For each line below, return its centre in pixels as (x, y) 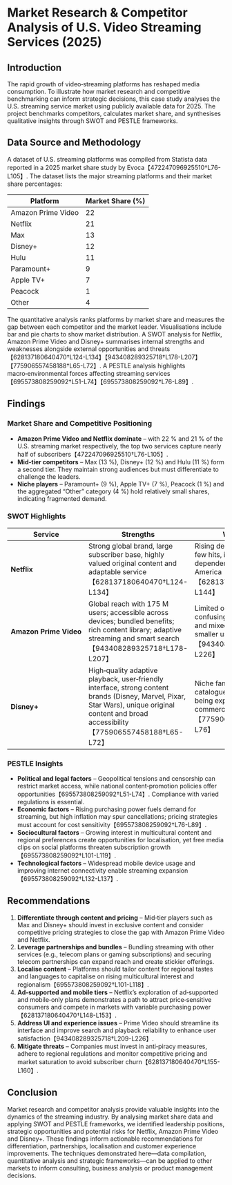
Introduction (35, 67)
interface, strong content (129, 688)
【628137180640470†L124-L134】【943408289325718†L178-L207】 (104, 357)
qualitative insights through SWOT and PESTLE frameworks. (93, 121)
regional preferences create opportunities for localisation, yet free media (120, 840)
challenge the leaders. (49, 476)
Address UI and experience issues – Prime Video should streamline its (118, 1023)
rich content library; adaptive (135, 629)
